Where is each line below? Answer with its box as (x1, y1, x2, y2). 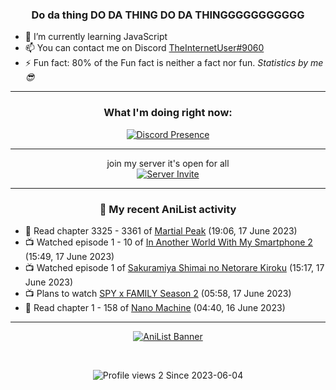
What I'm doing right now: (103, 106, 233, 120)
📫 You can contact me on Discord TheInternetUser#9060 (24, 42, 265, 54)
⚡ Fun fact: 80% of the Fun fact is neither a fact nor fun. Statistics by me (24, 57, 324, 69)
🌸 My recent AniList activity (99, 202, 237, 216)
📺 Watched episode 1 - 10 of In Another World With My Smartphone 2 (24, 236, 313, 248)
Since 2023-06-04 (165, 369, 244, 381)
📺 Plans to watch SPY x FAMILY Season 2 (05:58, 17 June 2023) (24, 287, 292, 299)
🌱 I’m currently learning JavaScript (24, 31, 168, 43)
